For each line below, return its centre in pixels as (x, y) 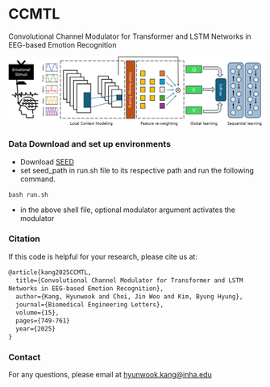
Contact (25, 357)
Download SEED (47, 161)
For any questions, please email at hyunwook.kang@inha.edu (110, 375)
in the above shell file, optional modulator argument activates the (128, 210)
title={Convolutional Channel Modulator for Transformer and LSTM (129, 280)
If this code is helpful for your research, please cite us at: (103, 256)
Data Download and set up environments (90, 144)
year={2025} (36, 329)
